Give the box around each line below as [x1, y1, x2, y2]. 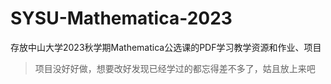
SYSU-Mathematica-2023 [10, 7, 233, 30]
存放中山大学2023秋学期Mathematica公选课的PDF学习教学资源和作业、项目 [10, 41, 322, 53]
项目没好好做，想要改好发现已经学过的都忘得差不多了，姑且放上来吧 [34, 62, 316, 74]
